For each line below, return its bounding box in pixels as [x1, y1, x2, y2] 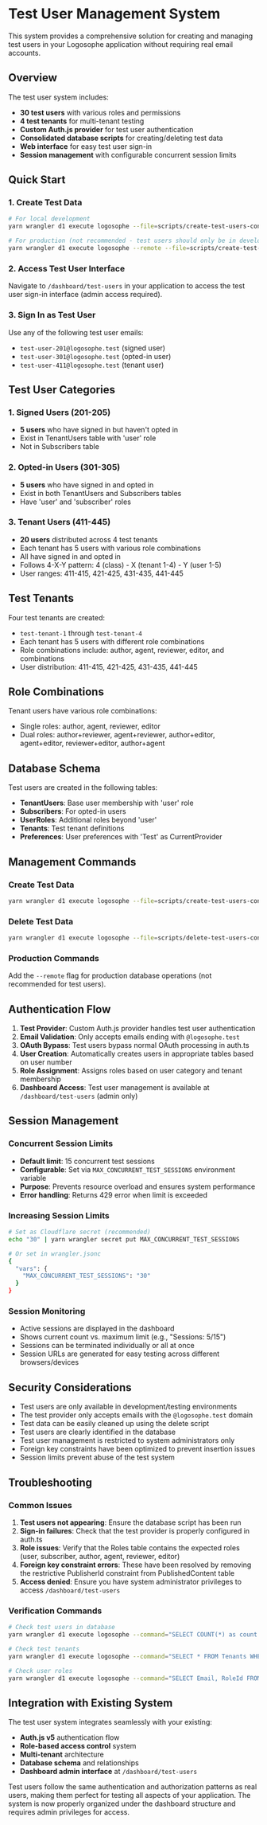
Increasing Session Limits [8, 1210, 110, 1221]
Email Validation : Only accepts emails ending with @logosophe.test [19, 1032, 240, 1041]
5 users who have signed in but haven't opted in [19, 425, 179, 435]
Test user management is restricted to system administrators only [19, 1436, 235, 1445]
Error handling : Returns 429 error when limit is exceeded [19, 1190, 208, 1199]
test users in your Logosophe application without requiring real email [8, 39, 233, 49]
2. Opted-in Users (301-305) [8, 462, 121, 473]
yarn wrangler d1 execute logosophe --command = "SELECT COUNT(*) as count [8, 1631, 258, 1639]
